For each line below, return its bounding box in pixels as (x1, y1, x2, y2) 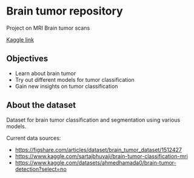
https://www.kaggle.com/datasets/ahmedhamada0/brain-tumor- (15, 159, 177, 166)
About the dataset (6, 100, 76, 110)
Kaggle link (6, 36, 35, 43)
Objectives (6, 53, 48, 64)
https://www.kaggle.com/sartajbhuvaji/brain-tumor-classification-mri (15, 153, 188, 160)
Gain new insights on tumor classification (15, 82, 118, 90)
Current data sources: (6, 134, 61, 142)
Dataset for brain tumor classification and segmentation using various (6, 116, 181, 124)
